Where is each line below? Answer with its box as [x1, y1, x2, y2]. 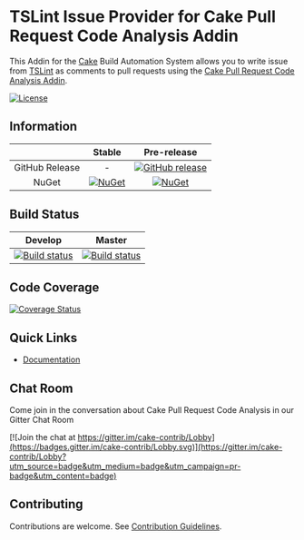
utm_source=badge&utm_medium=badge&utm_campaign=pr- [9, 461, 241, 471]
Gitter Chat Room [9, 415, 74, 425]
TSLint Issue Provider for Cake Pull [9, 6, 277, 27]
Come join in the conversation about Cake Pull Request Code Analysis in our [9, 405, 295, 415]
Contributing [9, 496, 83, 512]
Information [9, 119, 78, 134]
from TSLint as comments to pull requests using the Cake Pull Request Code [9, 65, 295, 76]
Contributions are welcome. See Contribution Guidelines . [9, 520, 222, 532]
